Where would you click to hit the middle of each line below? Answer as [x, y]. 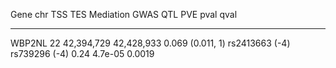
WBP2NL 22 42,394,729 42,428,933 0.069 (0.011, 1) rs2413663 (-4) [150, 43]
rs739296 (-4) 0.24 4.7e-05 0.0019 [82, 53]
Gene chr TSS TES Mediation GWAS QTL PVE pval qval [124, 14]
